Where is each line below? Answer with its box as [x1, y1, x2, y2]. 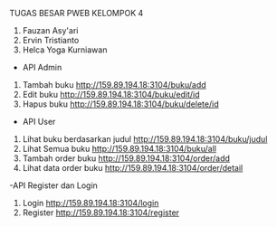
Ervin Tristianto [22, 35, 80, 45]
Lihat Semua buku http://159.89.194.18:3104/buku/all [22, 144, 217, 154]
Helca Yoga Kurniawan [22, 44, 108, 55]
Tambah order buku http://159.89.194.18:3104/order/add [22, 153, 231, 164]
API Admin [22, 62, 62, 72]
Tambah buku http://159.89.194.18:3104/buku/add [22, 80, 206, 90]
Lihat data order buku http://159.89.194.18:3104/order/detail [22, 163, 244, 173]
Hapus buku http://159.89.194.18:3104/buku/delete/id [22, 99, 219, 109]
